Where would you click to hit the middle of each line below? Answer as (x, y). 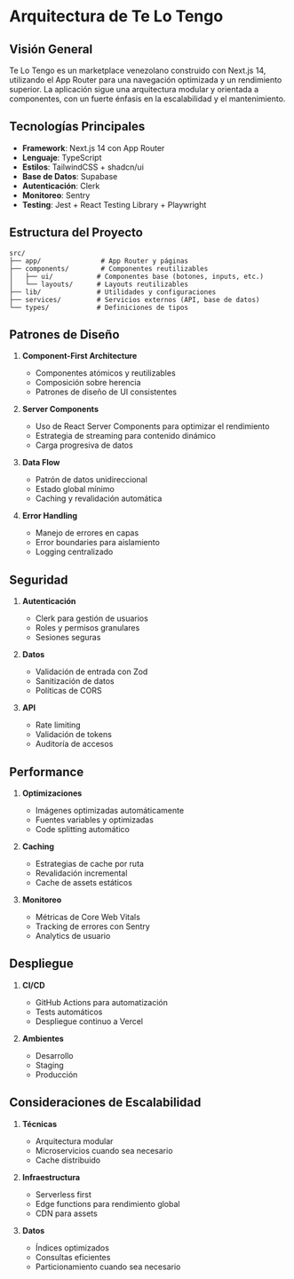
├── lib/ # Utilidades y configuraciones (113, 292)
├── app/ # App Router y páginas (99, 261)
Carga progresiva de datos (84, 445)
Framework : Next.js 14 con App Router (93, 147)
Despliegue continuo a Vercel (89, 1021)
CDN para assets (66, 1213)
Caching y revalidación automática (99, 498)
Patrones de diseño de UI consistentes (106, 392)
